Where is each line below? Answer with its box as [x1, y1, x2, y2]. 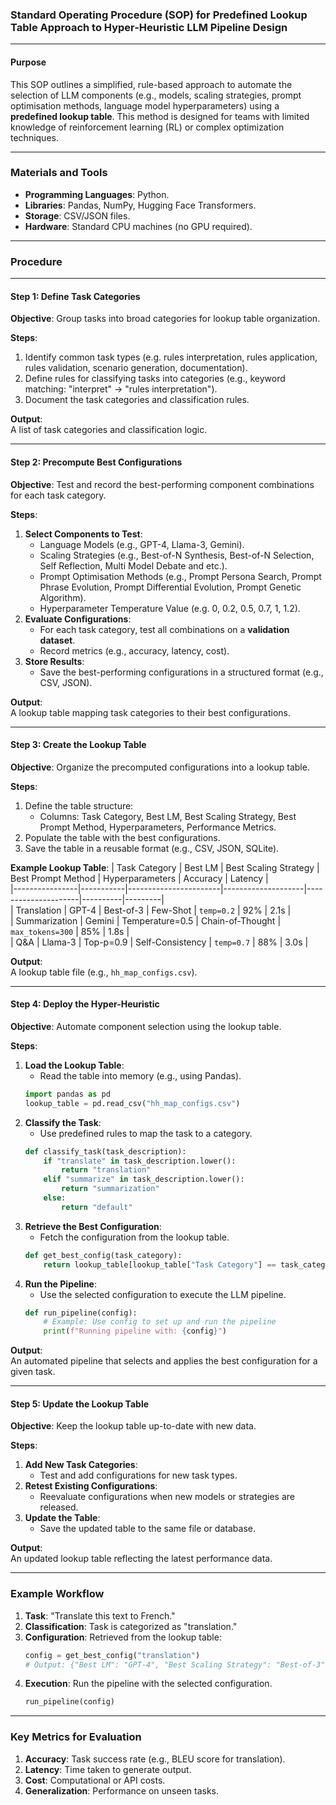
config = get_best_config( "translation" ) [24, 1650, 201, 1660]
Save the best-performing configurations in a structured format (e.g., [39, 666, 324, 678]
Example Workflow [10, 1587, 105, 1601]
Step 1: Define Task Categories [10, 290, 141, 302]
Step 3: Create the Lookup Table [10, 739, 147, 751]
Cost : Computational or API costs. [24, 1774, 166, 1786]
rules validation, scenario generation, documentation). [24, 362, 248, 374]
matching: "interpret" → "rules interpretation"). [24, 383, 218, 395]
